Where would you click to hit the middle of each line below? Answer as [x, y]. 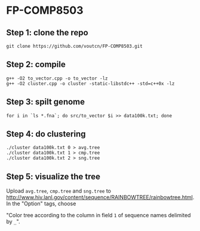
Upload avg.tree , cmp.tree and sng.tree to [59, 191]
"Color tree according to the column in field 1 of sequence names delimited [99, 215]
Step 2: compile [36, 64]
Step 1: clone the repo [47, 33]
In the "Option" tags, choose [41, 203]
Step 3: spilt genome [46, 102]
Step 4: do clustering [46, 134]
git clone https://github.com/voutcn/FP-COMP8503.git [75, 46]
